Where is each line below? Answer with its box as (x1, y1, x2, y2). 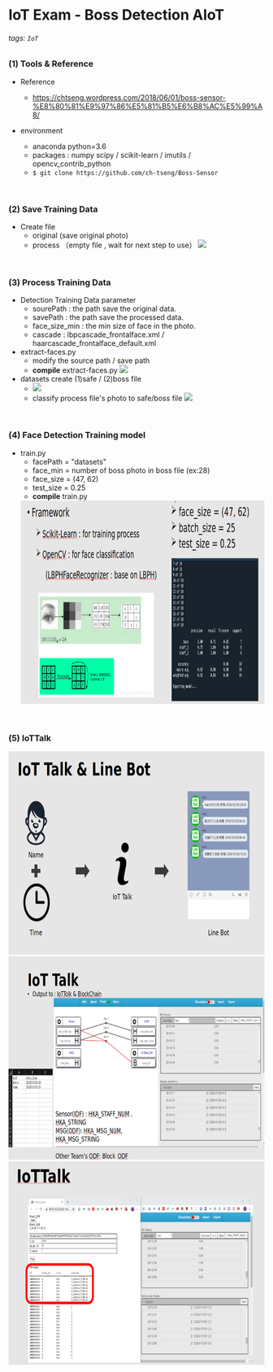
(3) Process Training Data (8, 277, 111, 288)
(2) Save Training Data (8, 203, 98, 215)
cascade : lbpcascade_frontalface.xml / (32, 330, 165, 339)
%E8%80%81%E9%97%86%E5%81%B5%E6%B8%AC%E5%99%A (32, 101, 263, 111)
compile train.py (32, 491, 88, 501)
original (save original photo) (32, 230, 128, 241)
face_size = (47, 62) (32, 474, 99, 483)
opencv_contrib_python (32, 159, 111, 168)
